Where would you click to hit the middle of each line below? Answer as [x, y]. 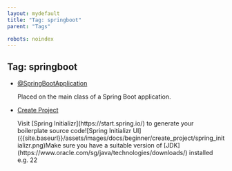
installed [201, 153]
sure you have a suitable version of [112, 145]
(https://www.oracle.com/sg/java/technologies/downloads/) [102, 153]
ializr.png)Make [39, 145]
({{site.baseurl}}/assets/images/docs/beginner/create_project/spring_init [121, 138]
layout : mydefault [33, 13]
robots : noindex [30, 39]
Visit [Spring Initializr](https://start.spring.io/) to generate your [105, 123]
